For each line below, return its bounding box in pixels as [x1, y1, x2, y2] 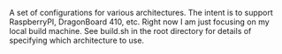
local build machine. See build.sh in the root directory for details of [9, 26, 252, 36]
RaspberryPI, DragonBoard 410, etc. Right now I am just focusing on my [9, 17, 270, 27]
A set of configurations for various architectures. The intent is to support [9, 8, 274, 17]
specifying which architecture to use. [9, 35, 144, 45]
